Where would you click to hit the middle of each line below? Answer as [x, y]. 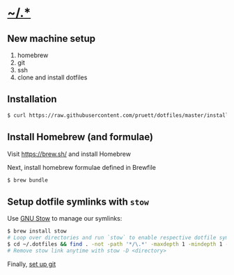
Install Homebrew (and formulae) [80, 137]
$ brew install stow [37, 231]
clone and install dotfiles [52, 77]
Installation [32, 99]
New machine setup [52, 39]
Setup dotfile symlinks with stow [78, 202]
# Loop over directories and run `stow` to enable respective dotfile [112, 238]
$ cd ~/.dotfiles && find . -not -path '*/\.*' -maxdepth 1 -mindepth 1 [115, 244]
